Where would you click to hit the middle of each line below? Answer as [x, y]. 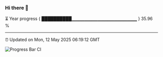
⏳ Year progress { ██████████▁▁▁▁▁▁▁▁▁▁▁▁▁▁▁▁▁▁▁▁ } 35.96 [79, 19]
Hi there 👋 [17, 8]
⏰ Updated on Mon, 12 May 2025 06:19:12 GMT [52, 40]
